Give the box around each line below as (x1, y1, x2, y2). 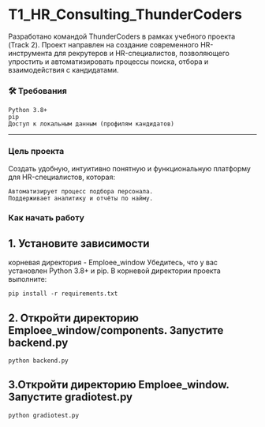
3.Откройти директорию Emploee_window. (8, 378, 230, 391)
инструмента (8, 48, 53, 58)
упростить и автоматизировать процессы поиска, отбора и (8, 57, 209, 66)
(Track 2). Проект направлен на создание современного (8, 39, 200, 49)
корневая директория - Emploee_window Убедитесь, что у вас (8, 258, 218, 268)
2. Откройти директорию (8, 311, 140, 324)
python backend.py (8, 357, 69, 365)
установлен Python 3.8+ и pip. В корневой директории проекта (8, 266, 221, 275)
